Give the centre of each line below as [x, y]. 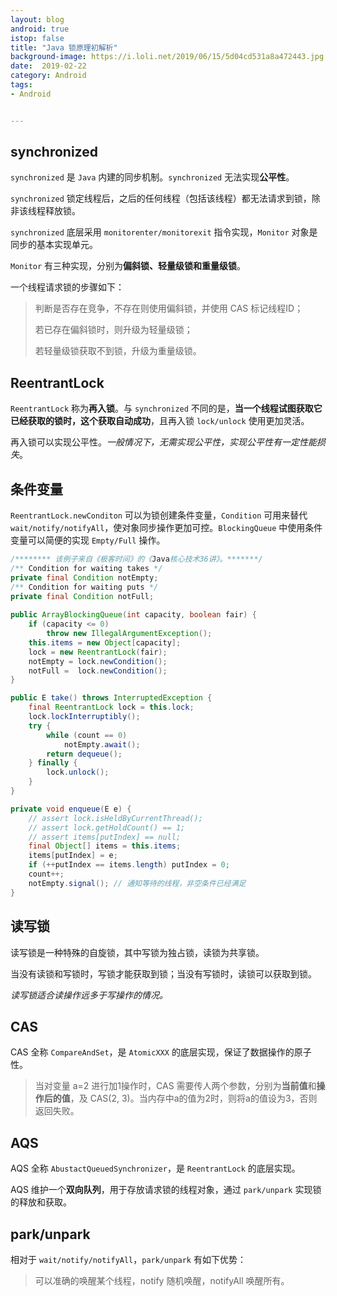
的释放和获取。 [41, 1202]
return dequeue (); [84, 754]
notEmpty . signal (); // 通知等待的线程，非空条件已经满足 [137, 883]
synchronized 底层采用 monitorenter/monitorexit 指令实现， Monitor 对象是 [164, 232]
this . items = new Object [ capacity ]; [105, 642]
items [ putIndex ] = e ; [73, 856]
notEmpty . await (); [102, 744]
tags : [21, 85]
